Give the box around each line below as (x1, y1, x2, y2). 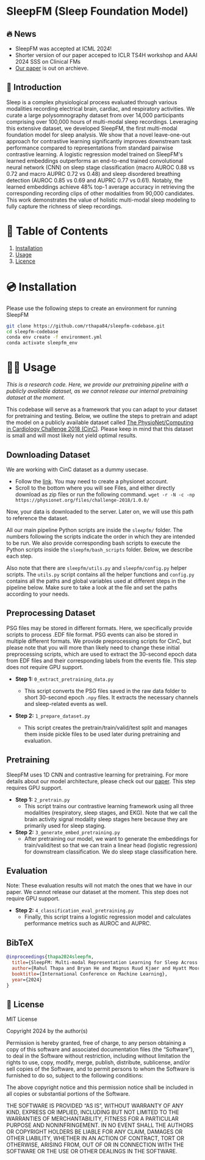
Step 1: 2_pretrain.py (15, 795, 70, 803)
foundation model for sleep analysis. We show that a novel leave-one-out (6, 131, 190, 138)
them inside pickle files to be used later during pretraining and (24, 730, 181, 738)
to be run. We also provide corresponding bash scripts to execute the (6, 539, 181, 547)
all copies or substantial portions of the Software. (6, 1090, 130, 1097)
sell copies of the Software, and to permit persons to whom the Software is (6, 1065, 195, 1073)
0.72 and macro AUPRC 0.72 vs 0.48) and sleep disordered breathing (6, 170, 181, 177)
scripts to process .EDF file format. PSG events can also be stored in (6, 631, 178, 638)
